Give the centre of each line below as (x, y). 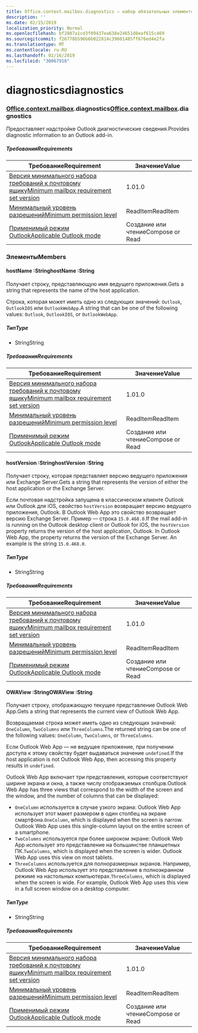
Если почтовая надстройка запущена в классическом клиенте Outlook (95, 500)
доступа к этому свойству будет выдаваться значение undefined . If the (95, 753)
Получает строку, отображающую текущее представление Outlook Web (97, 705)
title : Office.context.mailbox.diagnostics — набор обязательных (88, 12)
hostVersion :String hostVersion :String (55, 463)
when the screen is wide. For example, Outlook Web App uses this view (101, 883)
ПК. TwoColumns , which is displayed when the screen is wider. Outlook (98, 851)
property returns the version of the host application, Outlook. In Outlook (93, 531)
